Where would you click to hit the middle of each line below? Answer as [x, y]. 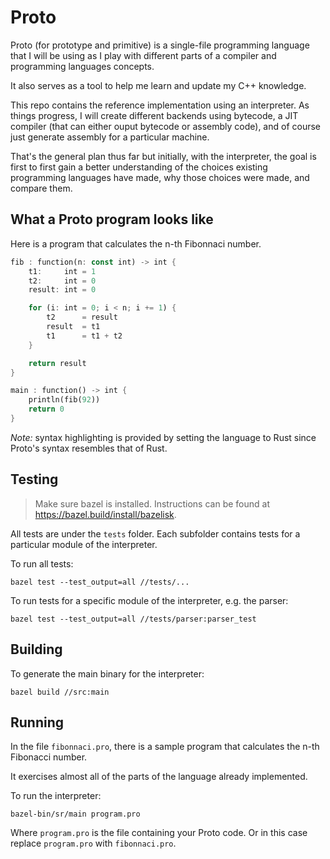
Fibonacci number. [49, 757]
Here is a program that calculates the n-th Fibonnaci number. [136, 243]
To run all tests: [42, 563]
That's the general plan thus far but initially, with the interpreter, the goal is [163, 156]
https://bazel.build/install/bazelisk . [105, 514]
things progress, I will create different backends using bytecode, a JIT [154, 115]
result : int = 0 [62, 290]
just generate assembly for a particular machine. [110, 137]
